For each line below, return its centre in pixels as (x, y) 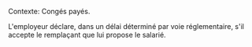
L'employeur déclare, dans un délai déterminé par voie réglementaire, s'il (126, 26)
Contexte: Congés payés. (49, 11)
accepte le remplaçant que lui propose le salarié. (87, 35)
